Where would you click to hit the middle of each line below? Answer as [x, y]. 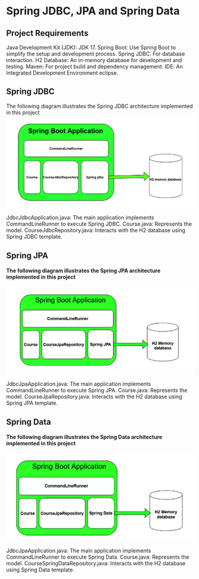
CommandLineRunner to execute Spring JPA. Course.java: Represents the [97, 391]
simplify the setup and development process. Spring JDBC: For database [96, 54]
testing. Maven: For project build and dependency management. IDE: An [94, 66]
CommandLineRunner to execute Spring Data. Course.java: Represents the [98, 557]
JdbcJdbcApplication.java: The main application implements [80, 218]
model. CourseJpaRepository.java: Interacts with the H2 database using [94, 397]
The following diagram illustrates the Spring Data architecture [84, 437]
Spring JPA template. [32, 403]
